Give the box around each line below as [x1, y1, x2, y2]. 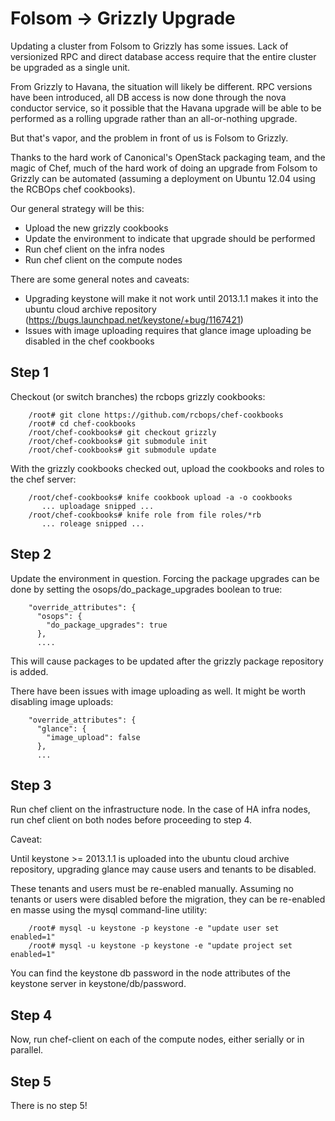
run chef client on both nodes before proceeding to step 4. [10, 814, 253, 826]
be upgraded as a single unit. [10, 61, 131, 73]
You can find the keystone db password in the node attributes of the [10, 967, 291, 979]
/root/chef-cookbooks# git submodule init [28, 436, 208, 446]
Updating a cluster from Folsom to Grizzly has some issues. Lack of [10, 40, 289, 52]
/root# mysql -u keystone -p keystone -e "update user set [28, 923, 280, 934]
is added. [10, 665, 49, 677]
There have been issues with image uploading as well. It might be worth [10, 685, 306, 697]
